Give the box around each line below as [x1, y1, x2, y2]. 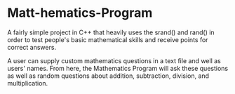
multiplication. [7, 79, 48, 87]
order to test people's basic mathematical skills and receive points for [7, 35, 208, 43]
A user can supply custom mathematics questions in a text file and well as [7, 56, 221, 65]
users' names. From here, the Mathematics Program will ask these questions [7, 64, 229, 72]
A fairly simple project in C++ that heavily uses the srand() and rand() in [7, 28, 215, 36]
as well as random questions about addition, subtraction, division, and [7, 72, 209, 80]
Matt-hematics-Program [7, 5, 153, 21]
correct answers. [7, 43, 57, 51]
